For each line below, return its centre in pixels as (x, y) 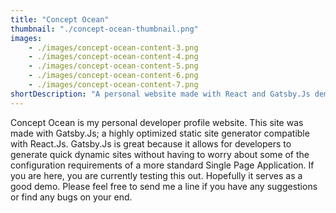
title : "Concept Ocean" (60, 19)
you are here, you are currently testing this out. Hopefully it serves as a (156, 175)
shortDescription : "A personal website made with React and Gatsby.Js (160, 94)
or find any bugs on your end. (71, 197)
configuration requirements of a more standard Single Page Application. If (162, 165)
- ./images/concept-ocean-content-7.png (113, 85)
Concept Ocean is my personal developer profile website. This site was (157, 122)
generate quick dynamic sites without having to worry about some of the (160, 154)
